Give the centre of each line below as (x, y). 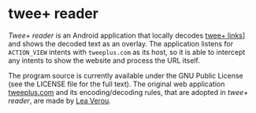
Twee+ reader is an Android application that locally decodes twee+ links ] (127, 35)
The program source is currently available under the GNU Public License (126, 75)
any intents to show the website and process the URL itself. (104, 60)
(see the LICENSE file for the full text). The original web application (117, 84)
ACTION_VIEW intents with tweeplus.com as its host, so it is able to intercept (127, 52)
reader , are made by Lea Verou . (60, 100)
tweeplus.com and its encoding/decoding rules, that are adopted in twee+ (128, 92)
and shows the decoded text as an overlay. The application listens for (121, 43)
